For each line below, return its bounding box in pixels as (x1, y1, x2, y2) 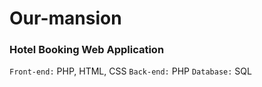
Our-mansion (9, 7, 122, 30)
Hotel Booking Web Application (9, 43, 165, 57)
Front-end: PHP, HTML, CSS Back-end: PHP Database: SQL (9, 65, 252, 77)
